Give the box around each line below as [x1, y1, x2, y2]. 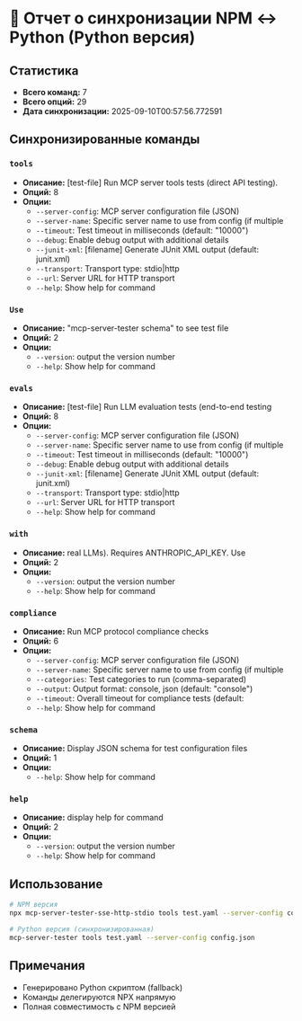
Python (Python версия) [9, 27, 196, 48]
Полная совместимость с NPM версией [22, 1001, 176, 1012]
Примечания [9, 958, 85, 973]
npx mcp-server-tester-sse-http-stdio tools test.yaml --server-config [9, 909, 283, 918]
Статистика [9, 63, 79, 78]
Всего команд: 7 [22, 87, 87, 97]
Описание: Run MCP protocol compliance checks [22, 626, 209, 636]
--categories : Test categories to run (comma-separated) [35, 673, 247, 684]
